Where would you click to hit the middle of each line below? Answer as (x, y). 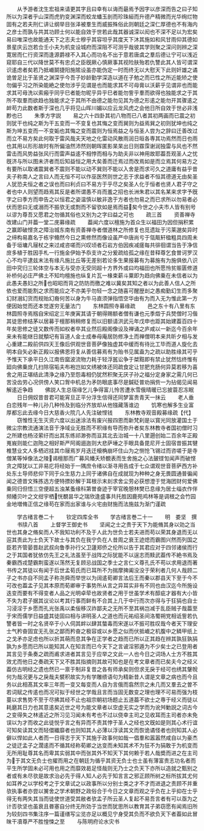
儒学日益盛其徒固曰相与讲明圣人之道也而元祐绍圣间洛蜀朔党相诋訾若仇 (110, 616)
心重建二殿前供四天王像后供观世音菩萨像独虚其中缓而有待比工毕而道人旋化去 (102, 344)
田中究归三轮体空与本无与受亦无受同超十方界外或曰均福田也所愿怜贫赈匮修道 (102, 268)
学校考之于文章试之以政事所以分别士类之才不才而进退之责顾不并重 (115, 783)
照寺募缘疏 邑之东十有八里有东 (152, 306)
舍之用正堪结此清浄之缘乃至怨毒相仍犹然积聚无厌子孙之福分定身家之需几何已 (102, 374)
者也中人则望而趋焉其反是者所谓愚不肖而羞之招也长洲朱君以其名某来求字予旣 (102, 192)
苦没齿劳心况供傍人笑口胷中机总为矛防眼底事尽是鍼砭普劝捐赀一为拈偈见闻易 (102, 382)
